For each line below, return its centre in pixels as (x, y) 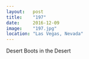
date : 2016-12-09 (33, 23)
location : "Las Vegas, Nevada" (45, 34)
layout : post (25, 12)
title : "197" (26, 17)
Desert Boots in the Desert (39, 51)
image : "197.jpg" (32, 28)
